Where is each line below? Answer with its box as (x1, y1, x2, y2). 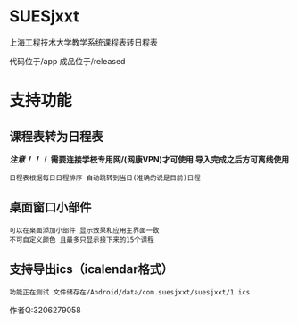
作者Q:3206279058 (9, 304, 82, 315)
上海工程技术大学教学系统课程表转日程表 (9, 37, 158, 47)
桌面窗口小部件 (9, 200, 92, 215)
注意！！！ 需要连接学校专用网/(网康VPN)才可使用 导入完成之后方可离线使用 (9, 153, 290, 164)
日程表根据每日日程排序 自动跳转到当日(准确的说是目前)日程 (9, 173, 201, 182)
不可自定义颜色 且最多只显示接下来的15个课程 (9, 235, 154, 244)
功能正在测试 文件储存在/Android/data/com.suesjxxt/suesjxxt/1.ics (9, 287, 251, 296)
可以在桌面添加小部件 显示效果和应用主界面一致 (9, 226, 160, 235)
